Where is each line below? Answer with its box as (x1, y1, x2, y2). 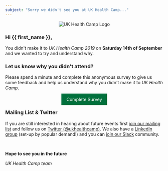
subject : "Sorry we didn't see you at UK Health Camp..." (5, 7, 129, 13)
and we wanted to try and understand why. (5, 50, 94, 56)
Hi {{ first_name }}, (5, 34, 53, 41)
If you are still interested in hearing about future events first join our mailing (5, 120, 160, 126)
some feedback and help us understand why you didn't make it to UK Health (5, 80, 163, 86)
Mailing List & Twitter (5, 109, 58, 116)
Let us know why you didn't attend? (5, 63, 94, 70)
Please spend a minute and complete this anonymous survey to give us (5, 74, 152, 80)
